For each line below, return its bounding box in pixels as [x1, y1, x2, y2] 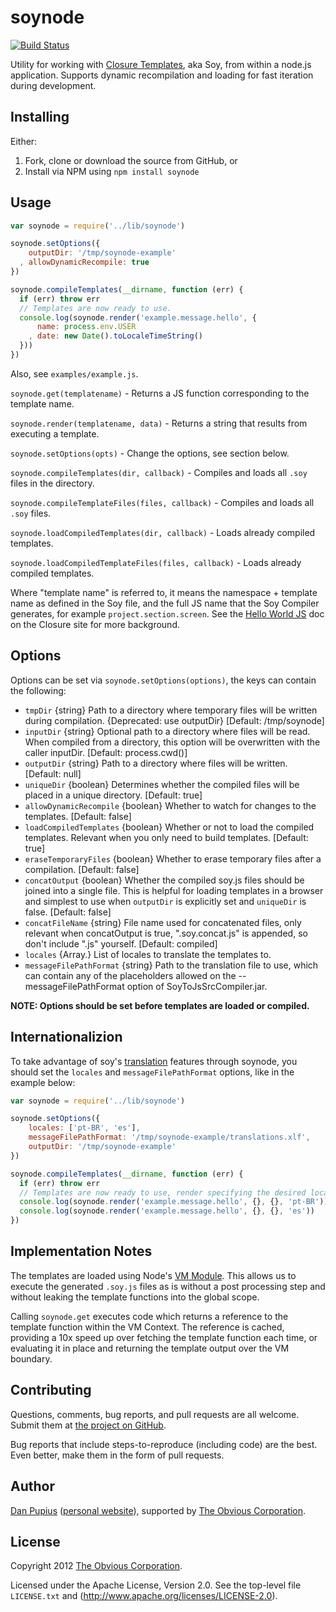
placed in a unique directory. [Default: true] [24, 789, 203, 801]
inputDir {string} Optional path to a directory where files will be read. [24, 725, 311, 737]
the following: [10, 684, 67, 696]
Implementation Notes [10, 1243, 153, 1260]
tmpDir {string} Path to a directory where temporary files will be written [24, 704, 318, 716]
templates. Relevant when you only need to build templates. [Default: [24, 831, 309, 843]
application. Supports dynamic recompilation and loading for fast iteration [10, 69, 314, 81]
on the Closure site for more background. [10, 618, 180, 630]
